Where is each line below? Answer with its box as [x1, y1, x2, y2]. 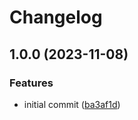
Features [9, 76, 54, 90]
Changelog [9, 6, 103, 29]
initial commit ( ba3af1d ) [23, 98, 121, 110]
